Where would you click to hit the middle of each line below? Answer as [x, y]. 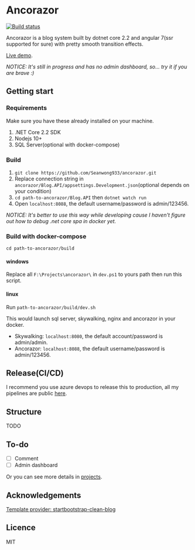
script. [14, 281]
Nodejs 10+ [28, 138]
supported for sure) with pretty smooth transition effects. [75, 44]
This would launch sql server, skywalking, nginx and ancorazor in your [91, 318]
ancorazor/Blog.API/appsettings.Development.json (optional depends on [102, 185]
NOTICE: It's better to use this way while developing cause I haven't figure [96, 215]
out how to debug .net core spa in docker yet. [61, 221]
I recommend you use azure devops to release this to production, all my [93, 387]
